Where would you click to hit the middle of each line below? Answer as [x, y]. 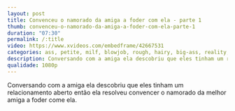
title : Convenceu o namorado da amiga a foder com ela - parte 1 [104, 20]
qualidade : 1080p [33, 65]
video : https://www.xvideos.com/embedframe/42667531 [86, 46]
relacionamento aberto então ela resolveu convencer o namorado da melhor [117, 92]
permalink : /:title [36, 40]
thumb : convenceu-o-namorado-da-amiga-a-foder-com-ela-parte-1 [101, 26]
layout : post [26, 14]
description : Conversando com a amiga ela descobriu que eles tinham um [115, 59]
